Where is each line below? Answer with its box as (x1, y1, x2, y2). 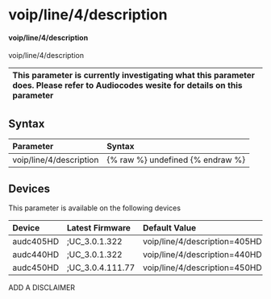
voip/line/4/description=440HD (142, 249, 262, 260)
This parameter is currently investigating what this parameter (12, 70, 256, 81)
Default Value (142, 222, 196, 234)
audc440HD (12, 249, 59, 260)
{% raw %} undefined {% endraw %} (106, 155, 246, 166)
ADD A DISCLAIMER (8, 283, 75, 293)
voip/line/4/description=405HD (142, 236, 262, 247)
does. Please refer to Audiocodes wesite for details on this (12, 80, 243, 91)
